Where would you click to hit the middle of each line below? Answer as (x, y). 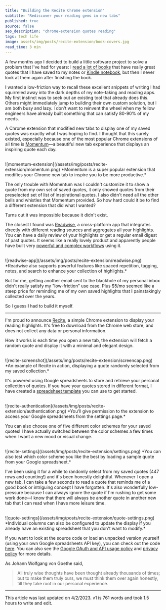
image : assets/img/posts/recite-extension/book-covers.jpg (67, 42)
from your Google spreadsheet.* (38, 462)
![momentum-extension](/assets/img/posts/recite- (56, 164)
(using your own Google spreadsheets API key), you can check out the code (83, 543)
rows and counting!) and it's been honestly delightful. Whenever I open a (79, 477)
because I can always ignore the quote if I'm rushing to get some (90, 492)
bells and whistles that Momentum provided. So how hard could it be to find (82, 200)
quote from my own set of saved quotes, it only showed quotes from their (80, 189)
